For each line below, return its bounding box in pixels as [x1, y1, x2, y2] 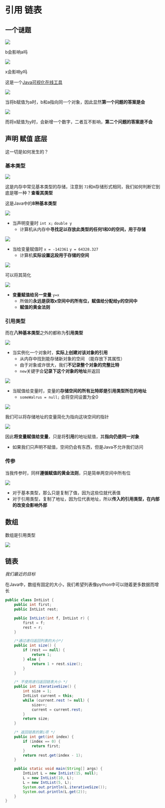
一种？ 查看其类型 [18, 190, 53, 196]
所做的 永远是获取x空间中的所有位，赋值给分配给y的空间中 [19, 298, 138, 304]
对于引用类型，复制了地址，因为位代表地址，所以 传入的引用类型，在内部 [12, 496, 160, 502]
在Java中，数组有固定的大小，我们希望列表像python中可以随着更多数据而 [5, 582, 155, 588]
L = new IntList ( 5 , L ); [23, 780, 72, 785]
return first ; [31, 743, 61, 749]
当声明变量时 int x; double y [12, 220, 72, 226]
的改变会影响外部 [12, 502, 47, 508]
